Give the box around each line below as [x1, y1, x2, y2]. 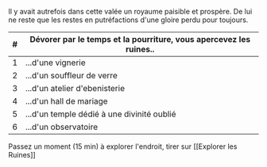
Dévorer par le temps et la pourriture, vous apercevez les [29, 34, 251, 44]
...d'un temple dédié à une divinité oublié [25, 108, 176, 120]
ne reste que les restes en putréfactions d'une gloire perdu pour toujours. [8, 15, 249, 25]
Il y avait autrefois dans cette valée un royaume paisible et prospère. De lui [8, 7, 253, 16]
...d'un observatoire [25, 122, 99, 132]
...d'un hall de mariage [25, 96, 109, 106]
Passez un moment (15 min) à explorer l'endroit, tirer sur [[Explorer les [8, 142, 238, 151]
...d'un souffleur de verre [25, 70, 118, 81]
